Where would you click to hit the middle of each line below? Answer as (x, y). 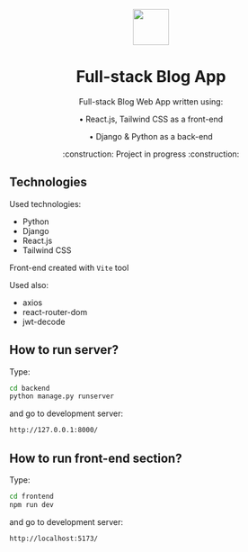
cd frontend (31, 496)
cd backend (30, 388)
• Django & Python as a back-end (151, 136)
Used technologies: (45, 204)
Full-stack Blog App (151, 77)
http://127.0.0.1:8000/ (54, 430)
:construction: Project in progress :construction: (151, 154)
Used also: (29, 285)
